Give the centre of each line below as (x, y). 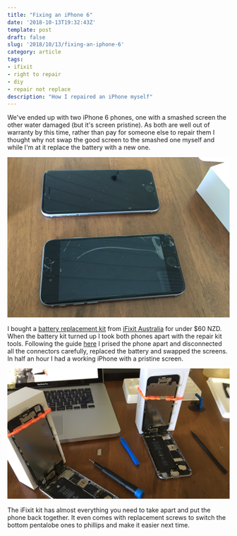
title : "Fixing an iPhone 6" (50, 15)
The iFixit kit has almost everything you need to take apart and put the (109, 510)
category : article (34, 52)
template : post (30, 30)
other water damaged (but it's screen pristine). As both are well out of (109, 125)
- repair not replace (39, 89)
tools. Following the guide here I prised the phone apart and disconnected (115, 344)
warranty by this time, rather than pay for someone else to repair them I (111, 132)
